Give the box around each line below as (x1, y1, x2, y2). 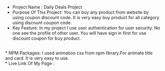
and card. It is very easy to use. (5, 55, 69, 61)
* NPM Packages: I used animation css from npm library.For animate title (5, 50, 153, 56)
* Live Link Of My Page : (5, 61, 55, 66)
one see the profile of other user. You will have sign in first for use (12, 30, 147, 36)
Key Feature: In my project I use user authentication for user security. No (12, 25, 161, 31)
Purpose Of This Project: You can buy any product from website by (12, 9, 149, 15)
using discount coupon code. (12, 20, 72, 25)
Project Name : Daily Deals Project (12, 4, 82, 10)
